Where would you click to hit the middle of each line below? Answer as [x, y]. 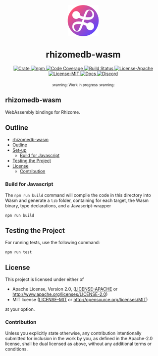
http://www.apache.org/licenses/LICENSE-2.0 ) [60, 294]
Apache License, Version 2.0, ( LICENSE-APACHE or [65, 289]
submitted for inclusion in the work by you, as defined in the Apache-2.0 [79, 338]
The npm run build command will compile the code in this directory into [78, 195]
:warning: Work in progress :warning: [83, 85]
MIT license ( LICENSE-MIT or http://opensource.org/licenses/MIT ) [80, 300]
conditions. [17, 349]
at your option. [20, 309]
